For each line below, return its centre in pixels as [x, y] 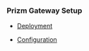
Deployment [35, 26]
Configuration [37, 40]
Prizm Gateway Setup [44, 11]
